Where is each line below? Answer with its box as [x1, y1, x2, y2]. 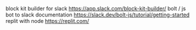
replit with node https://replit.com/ [5, 18, 90, 24]
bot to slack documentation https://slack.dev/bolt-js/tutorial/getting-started [5, 11, 190, 18]
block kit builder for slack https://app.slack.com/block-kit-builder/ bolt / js [5, 5, 186, 12]
